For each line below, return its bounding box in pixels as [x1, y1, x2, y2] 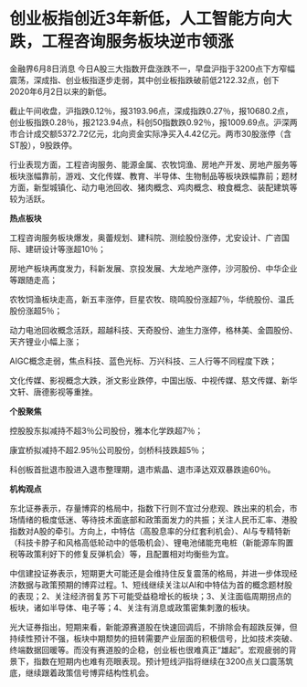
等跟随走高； [9, 274, 58, 285]
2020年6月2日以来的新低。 [9, 86, 111, 97]
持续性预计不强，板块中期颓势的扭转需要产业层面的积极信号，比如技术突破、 [9, 632, 298, 644]
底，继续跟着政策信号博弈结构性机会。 [9, 667, 153, 678]
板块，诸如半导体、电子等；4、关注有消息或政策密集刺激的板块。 [9, 602, 256, 613]
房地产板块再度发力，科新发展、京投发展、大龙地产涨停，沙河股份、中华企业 [9, 262, 298, 274]
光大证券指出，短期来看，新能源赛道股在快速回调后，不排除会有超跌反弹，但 [9, 621, 298, 632]
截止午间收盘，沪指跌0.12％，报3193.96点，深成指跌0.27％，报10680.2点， [9, 105, 294, 116]
